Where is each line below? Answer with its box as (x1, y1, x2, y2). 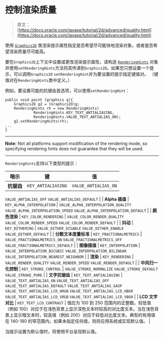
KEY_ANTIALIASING (27, 183, 67, 188)
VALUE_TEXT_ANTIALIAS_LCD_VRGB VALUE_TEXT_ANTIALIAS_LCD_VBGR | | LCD (5, 294, 148, 299)
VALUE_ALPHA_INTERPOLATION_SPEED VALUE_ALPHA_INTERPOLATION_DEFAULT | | (5, 207, 152, 213)
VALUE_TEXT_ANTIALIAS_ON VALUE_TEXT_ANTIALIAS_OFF (5, 278, 109, 283)
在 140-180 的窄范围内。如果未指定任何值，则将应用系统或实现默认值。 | (5, 318, 150, 324)
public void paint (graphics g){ (5, 97, 73, 102)
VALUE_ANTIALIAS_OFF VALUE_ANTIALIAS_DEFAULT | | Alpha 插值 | (5, 196, 129, 202)
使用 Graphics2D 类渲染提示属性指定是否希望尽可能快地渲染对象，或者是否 (5, 42, 154, 48)
